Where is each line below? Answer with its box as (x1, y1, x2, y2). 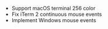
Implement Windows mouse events (11, 17, 96, 23)
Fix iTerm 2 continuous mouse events (11, 11, 102, 18)
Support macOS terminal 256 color (11, 5, 96, 11)
